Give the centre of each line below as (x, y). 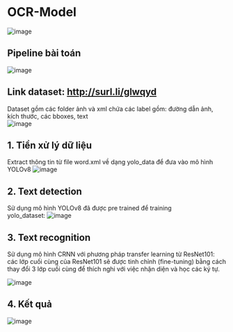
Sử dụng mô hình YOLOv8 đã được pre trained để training (89, 208)
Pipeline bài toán (44, 53)
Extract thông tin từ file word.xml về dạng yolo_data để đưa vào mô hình (110, 162)
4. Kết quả (30, 305)
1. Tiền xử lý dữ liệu (50, 145)
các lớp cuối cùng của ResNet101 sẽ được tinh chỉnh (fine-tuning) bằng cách (116, 261)
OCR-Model (42, 12)
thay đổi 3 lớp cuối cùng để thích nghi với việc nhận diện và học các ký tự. (114, 269)
